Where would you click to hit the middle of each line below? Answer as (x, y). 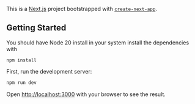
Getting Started (36, 28)
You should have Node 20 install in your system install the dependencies (98, 43)
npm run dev (21, 82)
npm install (21, 60)
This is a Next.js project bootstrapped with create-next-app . (82, 9)
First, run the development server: (49, 71)
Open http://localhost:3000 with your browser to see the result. (86, 94)
